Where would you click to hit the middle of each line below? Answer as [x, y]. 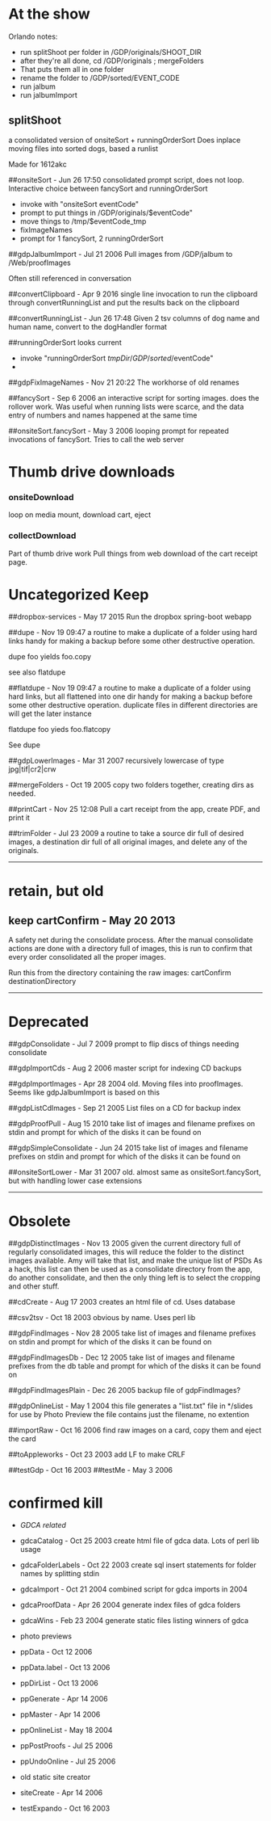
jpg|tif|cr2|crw [32, 769]
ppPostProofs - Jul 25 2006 [66, 1746]
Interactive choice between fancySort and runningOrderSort [108, 188]
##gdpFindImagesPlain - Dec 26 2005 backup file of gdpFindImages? [124, 1390]
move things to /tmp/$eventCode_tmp [83, 221]
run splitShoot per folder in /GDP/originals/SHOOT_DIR [110, 52]
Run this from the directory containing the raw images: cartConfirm [120, 973]
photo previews [46, 1636]
